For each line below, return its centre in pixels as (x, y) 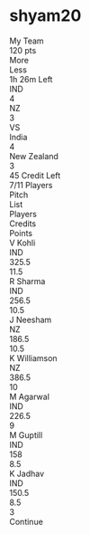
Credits (23, 224)
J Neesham (31, 319)
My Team (27, 41)
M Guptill (26, 434)
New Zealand (34, 156)
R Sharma (27, 281)
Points (21, 233)
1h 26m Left (31, 79)
